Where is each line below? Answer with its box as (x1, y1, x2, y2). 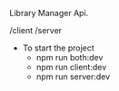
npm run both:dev (35, 52, 104, 62)
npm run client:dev (35, 62, 107, 72)
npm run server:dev (35, 71, 111, 82)
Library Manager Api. (9, 8, 89, 18)
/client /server (9, 25, 62, 35)
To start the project (22, 42, 95, 53)
